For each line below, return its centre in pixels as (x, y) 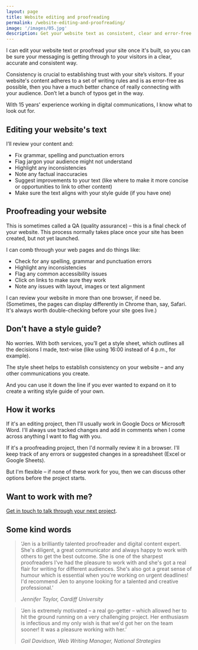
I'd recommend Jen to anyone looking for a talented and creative (99, 581)
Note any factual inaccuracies (51, 174)
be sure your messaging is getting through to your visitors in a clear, (89, 57)
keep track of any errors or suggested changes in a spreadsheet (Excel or (96, 454)
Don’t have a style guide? (54, 329)
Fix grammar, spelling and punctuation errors (69, 155)
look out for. (21, 111)
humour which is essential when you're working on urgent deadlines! (105, 575)
